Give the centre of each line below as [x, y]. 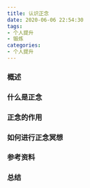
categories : [24, 45]
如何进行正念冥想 [35, 137]
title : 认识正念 [28, 13]
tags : [15, 26]
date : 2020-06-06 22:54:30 [45, 20]
